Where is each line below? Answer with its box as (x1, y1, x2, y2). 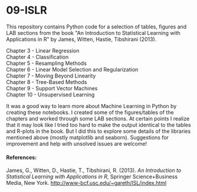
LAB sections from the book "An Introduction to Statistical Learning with (6, 29, 181, 36)
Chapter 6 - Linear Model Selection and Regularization (6, 66, 139, 73)
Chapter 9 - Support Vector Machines (6, 84, 98, 92)
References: (6, 154, 37, 161)
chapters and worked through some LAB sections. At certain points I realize (6, 115, 190, 122)
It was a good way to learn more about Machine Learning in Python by (6, 102, 177, 109)
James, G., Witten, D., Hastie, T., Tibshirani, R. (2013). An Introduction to (6, 167, 182, 174)
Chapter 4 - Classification (6, 53, 69, 60)
